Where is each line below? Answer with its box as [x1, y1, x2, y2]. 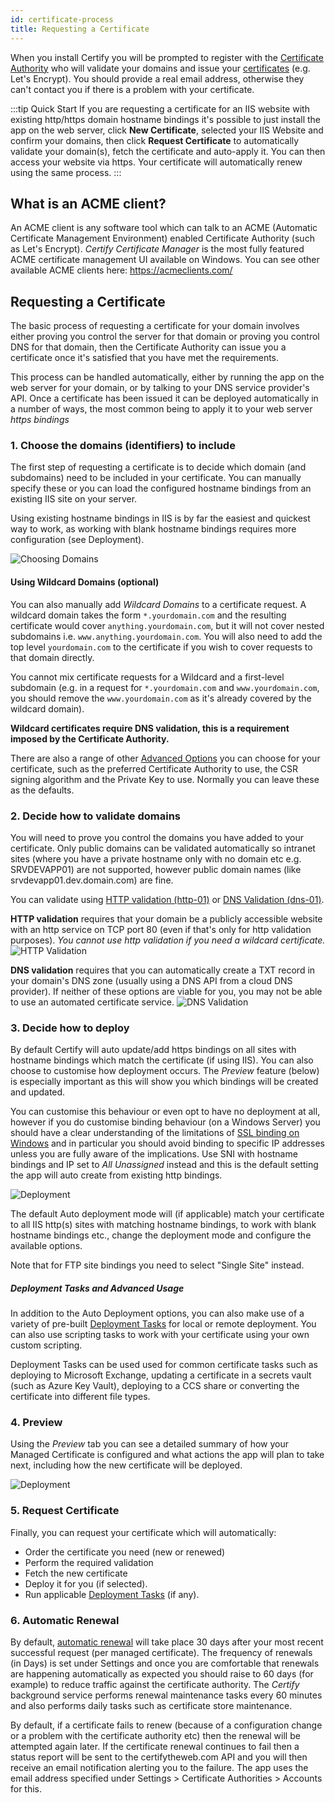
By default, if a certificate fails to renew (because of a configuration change [10, 1719, 323, 1731]
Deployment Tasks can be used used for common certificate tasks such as [10, 1359, 318, 1371]
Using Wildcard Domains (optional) [10, 576, 160, 588]
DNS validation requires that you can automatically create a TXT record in [10, 964, 316, 976]
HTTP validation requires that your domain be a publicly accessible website [10, 912, 323, 925]
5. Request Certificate [10, 1504, 120, 1518]
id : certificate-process [10, 14, 114, 25]
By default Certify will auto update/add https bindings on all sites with [10, 1044, 297, 1056]
